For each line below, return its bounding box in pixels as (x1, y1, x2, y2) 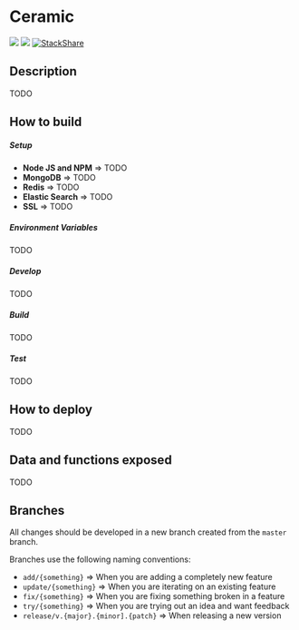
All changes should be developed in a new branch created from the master (9, 527, 287, 537)
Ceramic (9, 6, 75, 27)
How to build (9, 114, 82, 130)
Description (9, 64, 77, 79)
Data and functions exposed (9, 452, 172, 468)
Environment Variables (9, 221, 98, 232)
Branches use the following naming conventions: (9, 554, 191, 565)
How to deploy (9, 402, 93, 418)
